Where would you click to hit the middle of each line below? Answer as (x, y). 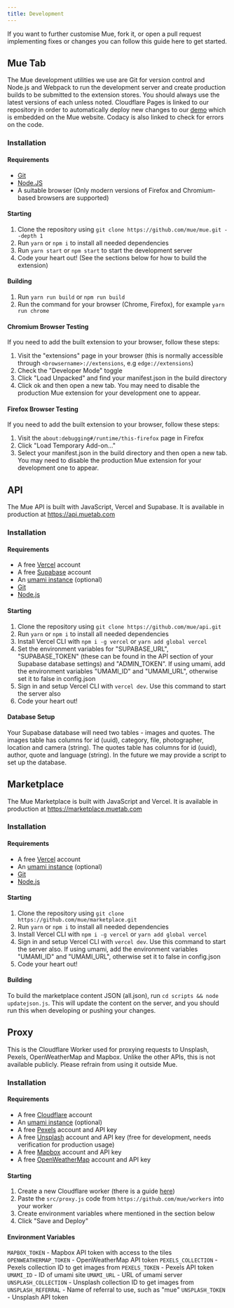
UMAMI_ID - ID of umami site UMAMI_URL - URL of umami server (95, 1275)
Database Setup (31, 717)
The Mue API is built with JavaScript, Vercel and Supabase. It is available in (116, 507)
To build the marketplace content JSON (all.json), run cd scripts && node (113, 996)
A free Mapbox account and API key (69, 1152)
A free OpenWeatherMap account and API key (84, 1159)
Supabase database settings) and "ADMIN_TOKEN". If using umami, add (121, 663)
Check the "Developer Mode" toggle (70, 371)
